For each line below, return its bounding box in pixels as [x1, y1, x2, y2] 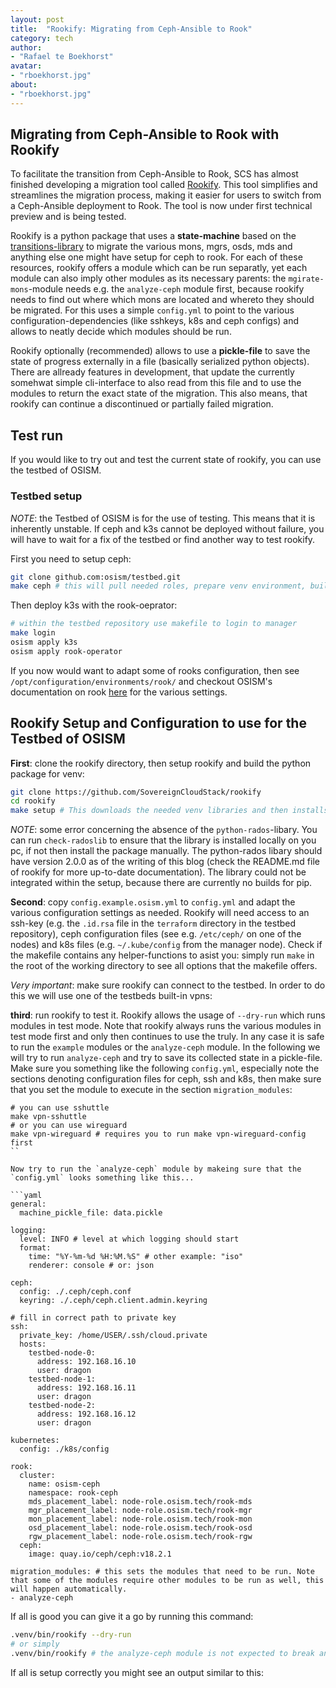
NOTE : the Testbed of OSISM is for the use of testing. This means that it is [10, 512, 316, 524]
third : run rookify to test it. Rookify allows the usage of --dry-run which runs [10, 1009, 326, 1021]
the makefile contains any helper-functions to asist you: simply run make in [10, 949, 315, 961]
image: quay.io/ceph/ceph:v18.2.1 [28, 1549, 172, 1560]
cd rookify [10, 796, 56, 806]
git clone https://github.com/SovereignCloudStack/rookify [10, 787, 262, 797]
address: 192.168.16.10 [36, 1357, 137, 1367]
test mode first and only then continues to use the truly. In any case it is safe [10, 1031, 325, 1043]
